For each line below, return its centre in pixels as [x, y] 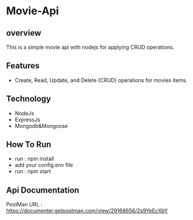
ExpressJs [27, 120]
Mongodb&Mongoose [41, 125]
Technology [29, 99]
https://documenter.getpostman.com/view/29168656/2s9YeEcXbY [87, 211]
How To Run [29, 145]
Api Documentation [43, 190]
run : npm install [34, 159]
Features [23, 66]
